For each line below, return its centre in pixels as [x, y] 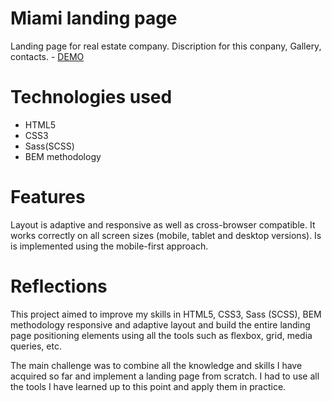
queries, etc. [36, 346]
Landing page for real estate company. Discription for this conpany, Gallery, [166, 46]
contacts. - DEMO [47, 56]
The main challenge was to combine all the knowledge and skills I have [156, 365]
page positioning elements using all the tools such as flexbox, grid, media [161, 335]
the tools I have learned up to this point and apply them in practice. [148, 386]
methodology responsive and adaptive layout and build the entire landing [160, 324]
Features [48, 197]
